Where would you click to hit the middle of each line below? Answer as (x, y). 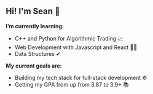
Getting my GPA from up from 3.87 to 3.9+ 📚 (72, 84)
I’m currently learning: (35, 26)
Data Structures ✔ (37, 53)
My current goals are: (34, 66)
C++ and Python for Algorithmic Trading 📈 (69, 38)
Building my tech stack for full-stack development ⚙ (81, 77)
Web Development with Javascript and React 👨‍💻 (76, 47)
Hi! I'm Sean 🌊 (33, 11)
